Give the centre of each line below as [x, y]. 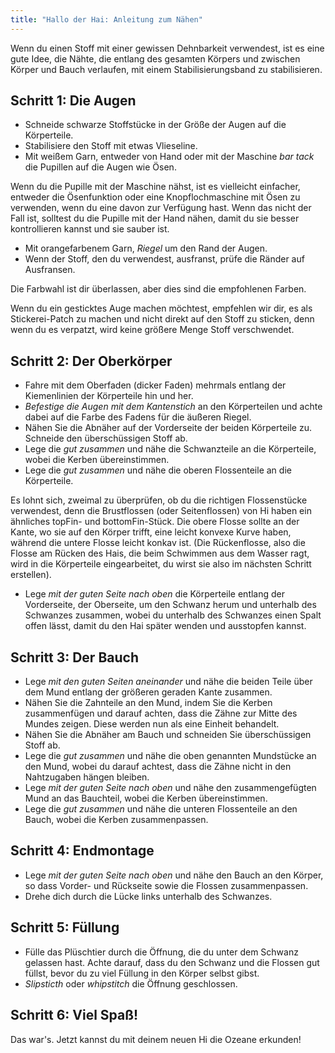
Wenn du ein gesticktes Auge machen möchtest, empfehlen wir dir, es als [161, 308]
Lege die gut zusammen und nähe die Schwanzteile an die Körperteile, [170, 449]
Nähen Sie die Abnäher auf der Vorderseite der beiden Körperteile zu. [168, 428]
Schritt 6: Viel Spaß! [74, 1015]
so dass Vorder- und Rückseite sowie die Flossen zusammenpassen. [166, 885]
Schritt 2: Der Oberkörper [91, 361]
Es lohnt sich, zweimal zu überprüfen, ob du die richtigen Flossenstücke [159, 500]
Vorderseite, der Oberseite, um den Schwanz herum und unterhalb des [170, 605]
